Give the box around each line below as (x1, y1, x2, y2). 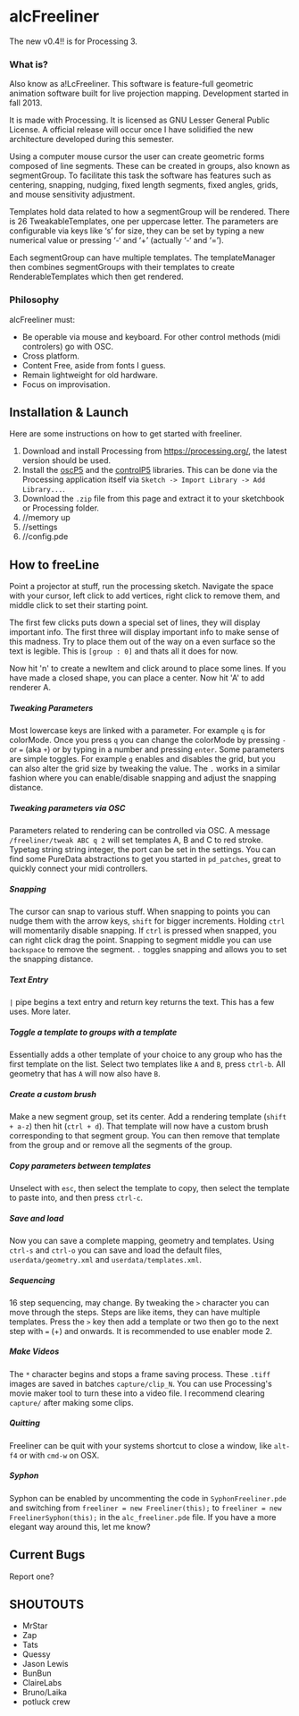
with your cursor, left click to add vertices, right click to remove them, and (9, 590, 281, 601)
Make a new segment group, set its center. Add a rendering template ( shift (9, 1111, 287, 1121)
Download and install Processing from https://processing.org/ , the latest (21, 445, 287, 457)
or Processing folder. (21, 503, 100, 513)
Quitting (9, 1417, 40, 1428)
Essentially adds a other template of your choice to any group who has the (9, 1049, 283, 1060)
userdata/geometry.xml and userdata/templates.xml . (9, 1254, 203, 1264)
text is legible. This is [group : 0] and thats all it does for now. (9, 646, 238, 656)
